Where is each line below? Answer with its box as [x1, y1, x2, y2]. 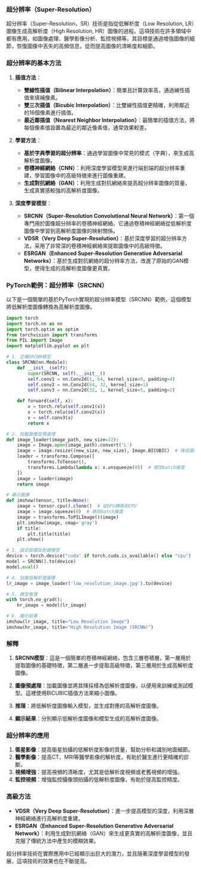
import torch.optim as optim [6, 326, 79, 332]
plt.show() [17, 536, 44, 542]
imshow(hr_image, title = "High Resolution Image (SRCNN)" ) [6, 624, 154, 630]
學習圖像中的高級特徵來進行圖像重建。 [34, 172, 129, 179]
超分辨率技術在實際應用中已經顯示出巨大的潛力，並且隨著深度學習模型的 [6, 850, 184, 857]
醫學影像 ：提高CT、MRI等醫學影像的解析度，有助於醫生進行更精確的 [14, 753, 184, 761]
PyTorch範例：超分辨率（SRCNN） [6, 281, 108, 289]
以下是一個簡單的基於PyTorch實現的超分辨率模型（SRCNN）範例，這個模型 [6, 295, 192, 303]
